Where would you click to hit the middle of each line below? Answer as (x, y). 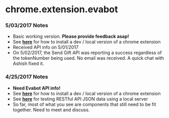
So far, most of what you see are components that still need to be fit (84, 104)
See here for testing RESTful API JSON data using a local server (80, 99)
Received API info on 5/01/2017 (46, 48)
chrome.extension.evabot (62, 9)
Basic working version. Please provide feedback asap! (71, 36)
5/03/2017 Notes (27, 26)
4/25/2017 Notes (27, 77)
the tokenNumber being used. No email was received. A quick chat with (88, 58)
